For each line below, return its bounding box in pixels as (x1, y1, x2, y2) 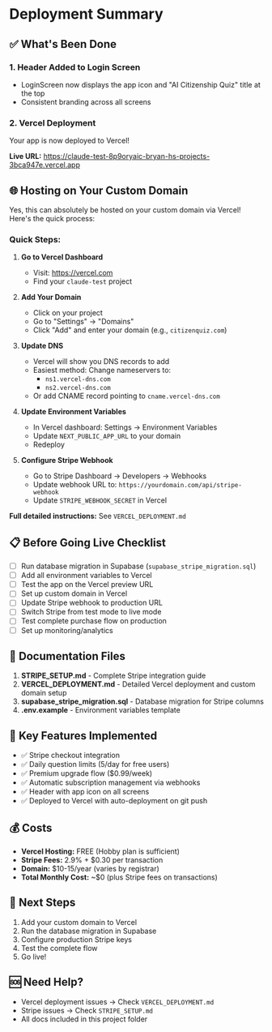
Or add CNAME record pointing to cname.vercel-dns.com (32, 391, 221, 401)
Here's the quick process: (9, 213, 96, 223)
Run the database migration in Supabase (20, 926, 157, 936)
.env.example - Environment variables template (20, 705, 181, 715)
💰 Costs (9, 820, 53, 835)
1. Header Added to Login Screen (9, 62, 141, 73)
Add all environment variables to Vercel (20, 571, 152, 580)
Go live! (20, 952, 47, 961)
